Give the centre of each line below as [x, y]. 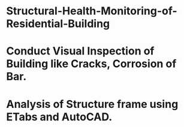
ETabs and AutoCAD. [59, 117]
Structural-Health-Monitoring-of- [92, 11]
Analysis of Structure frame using [92, 104]
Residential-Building [58, 24]
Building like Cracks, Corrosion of [91, 64]
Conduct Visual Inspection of [80, 51]
